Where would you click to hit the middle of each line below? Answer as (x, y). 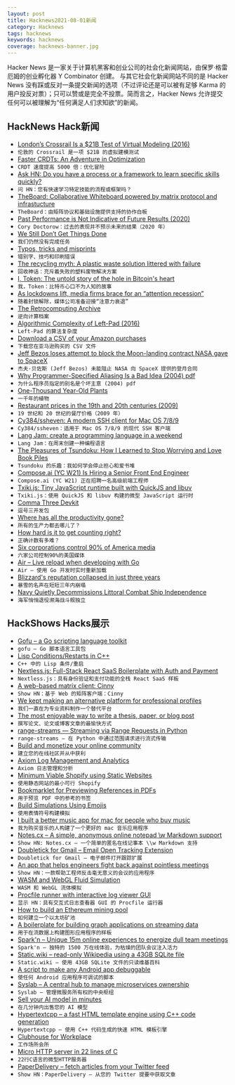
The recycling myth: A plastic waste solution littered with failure (109, 264)
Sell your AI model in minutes (60, 999)
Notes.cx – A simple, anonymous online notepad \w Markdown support (120, 835)
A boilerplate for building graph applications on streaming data (108, 924)
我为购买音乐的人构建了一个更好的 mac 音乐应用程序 (83, 828)
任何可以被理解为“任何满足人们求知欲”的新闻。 (75, 102)
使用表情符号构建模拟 (43, 813)
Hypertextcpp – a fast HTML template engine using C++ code (107, 1014)
